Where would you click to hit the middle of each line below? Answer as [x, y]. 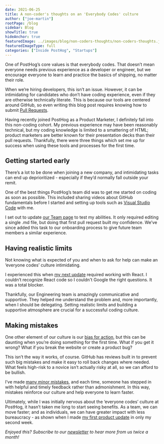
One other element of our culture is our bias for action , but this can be [75, 337]
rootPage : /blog [21, 23]
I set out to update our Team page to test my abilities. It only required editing [82, 217]
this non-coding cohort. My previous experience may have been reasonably [81, 124]
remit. [11, 183]
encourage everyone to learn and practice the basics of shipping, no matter [81, 75]
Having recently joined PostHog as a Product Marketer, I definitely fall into [79, 120]
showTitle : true [21, 32]
